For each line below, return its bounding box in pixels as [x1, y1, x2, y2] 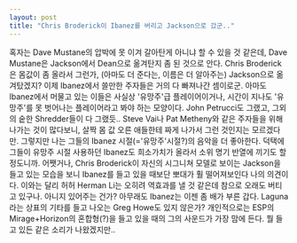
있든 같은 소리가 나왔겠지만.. [18, 223, 116, 235]
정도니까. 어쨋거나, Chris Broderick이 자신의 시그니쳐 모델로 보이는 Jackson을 [9, 157, 281, 169]
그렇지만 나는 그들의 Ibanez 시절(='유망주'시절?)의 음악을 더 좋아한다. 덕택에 [20, 135, 285, 146]
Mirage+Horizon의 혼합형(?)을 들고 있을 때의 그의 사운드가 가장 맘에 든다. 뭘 [9, 213, 274, 223]
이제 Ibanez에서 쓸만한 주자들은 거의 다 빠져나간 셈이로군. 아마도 [43, 80, 268, 90]
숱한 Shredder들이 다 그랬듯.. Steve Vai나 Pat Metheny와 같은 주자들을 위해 [18, 113, 284, 124]
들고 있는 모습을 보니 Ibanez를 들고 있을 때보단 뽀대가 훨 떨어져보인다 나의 [9, 169, 266, 179]
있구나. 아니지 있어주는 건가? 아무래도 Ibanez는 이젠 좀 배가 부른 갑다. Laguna [18, 191, 289, 201]
